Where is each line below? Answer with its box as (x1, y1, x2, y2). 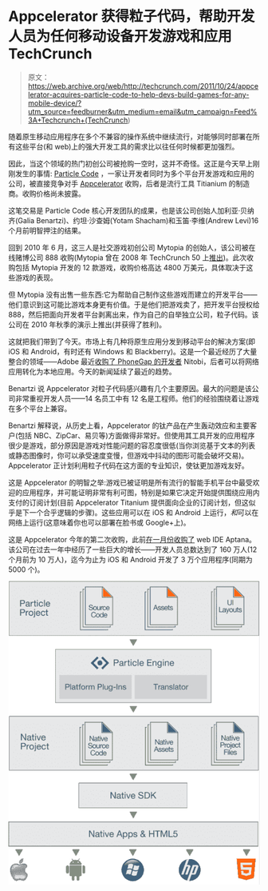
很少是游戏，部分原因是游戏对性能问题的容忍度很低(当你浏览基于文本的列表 (8, 441, 256, 450)
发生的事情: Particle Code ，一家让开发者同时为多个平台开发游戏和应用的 (14, 169, 255, 178)
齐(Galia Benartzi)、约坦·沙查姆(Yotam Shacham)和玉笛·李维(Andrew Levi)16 (8, 215, 259, 225)
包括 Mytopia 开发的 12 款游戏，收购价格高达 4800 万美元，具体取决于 (14, 262, 246, 272)
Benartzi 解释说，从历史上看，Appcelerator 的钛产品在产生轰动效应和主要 (8, 421, 250, 430)
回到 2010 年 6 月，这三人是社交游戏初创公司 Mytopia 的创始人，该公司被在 (8, 242, 256, 252)
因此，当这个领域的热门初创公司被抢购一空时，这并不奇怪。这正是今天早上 (8, 158, 253, 168)
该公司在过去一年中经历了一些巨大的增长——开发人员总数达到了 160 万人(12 (8, 545, 258, 554)
